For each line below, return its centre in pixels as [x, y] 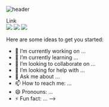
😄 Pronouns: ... [34, 92]
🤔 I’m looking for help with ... [50, 70]
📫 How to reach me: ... [43, 83]
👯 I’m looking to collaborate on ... [55, 64]
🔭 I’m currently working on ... [50, 51]
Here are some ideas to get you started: [55, 39]
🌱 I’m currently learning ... [46, 57]
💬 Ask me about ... [37, 77]
